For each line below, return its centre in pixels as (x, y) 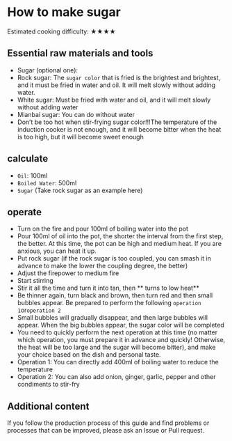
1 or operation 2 (39, 310)
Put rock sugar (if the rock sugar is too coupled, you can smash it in (114, 258)
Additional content (48, 406)
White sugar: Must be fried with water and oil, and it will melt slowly (114, 100)
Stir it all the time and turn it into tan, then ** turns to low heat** (108, 288)
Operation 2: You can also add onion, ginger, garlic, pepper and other (116, 377)
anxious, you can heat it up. (57, 251)
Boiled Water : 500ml (47, 183)
